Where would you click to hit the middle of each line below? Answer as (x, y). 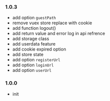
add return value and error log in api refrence (59, 34)
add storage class (31, 39)
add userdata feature (34, 44)
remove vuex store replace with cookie (52, 23)
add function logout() (34, 28)
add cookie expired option (39, 49)
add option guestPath (34, 18)
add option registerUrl (36, 60)
